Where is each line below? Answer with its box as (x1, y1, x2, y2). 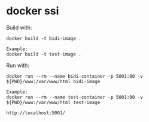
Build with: (6, 24, 32, 31)
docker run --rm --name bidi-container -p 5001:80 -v (6, 73, 144, 79)
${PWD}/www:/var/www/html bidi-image (6, 78, 101, 84)
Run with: (6, 62, 30, 69)
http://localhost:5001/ (6, 109, 66, 116)
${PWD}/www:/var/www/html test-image (6, 99, 101, 105)
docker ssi (6, 4, 59, 18)
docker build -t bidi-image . (6, 35, 82, 41)
